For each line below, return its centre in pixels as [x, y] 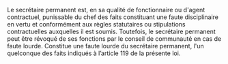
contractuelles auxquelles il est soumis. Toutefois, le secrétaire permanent [112, 31]
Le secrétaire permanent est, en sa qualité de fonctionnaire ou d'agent [106, 10]
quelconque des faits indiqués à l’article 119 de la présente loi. [94, 53]
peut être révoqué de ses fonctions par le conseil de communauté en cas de [114, 39]
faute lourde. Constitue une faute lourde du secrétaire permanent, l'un [106, 46]
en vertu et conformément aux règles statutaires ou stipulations [96, 24]
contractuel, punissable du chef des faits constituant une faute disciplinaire [113, 17]
